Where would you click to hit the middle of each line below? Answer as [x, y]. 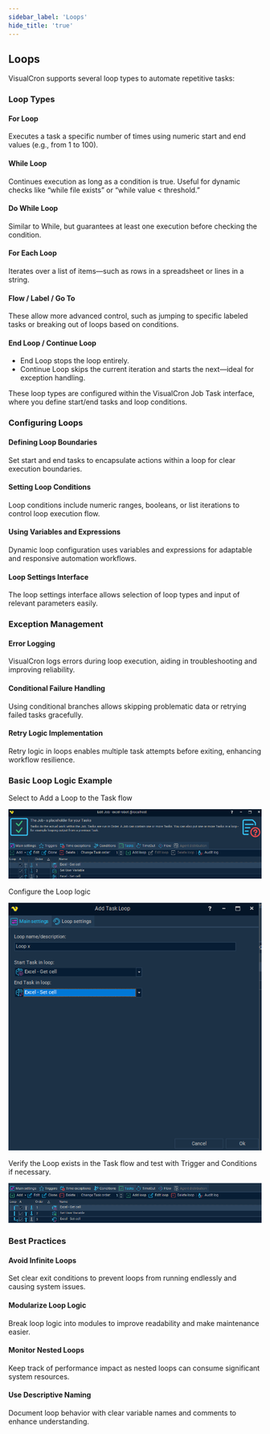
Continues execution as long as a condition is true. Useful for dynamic [125, 181]
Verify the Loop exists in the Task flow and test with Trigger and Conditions [133, 1163]
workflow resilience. [42, 759]
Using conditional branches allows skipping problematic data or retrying [127, 706]
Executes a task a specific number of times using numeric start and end [127, 136]
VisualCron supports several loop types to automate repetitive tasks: [122, 79]
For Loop [23, 118]
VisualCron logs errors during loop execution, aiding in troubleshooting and [133, 661]
